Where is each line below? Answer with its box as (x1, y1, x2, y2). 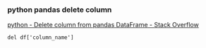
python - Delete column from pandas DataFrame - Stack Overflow (7, 21, 199, 29)
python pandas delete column (7, 5, 112, 15)
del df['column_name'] (7, 34, 74, 41)
